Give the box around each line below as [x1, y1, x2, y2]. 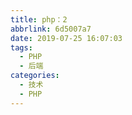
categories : [10, 71, 60, 81]
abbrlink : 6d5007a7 [10, 24, 92, 34]
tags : [10, 42, 33, 53]
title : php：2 [10, 14, 68, 25]
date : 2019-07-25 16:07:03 [10, 33, 123, 43]
